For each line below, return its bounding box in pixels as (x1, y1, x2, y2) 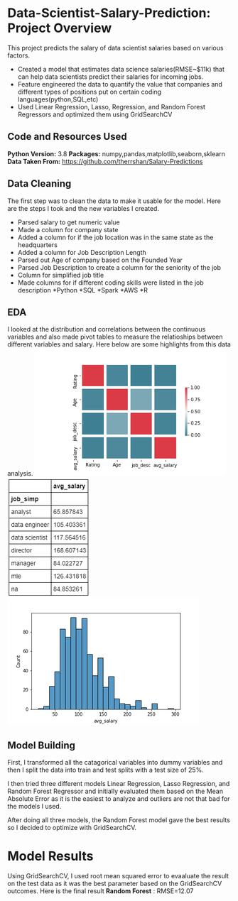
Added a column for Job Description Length (17, 248, 147, 256)
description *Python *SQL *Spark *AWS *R (17, 285, 148, 294)
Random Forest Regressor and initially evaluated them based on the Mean (7, 787, 224, 796)
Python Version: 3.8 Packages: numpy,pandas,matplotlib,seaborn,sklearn (7, 149, 226, 158)
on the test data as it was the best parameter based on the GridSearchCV (7, 879, 222, 888)
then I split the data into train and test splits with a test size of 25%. (7, 765, 204, 775)
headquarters (17, 240, 58, 249)
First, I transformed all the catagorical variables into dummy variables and (7, 758, 223, 767)
